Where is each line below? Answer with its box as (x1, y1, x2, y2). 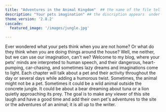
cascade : (5, 21, 23, 26)
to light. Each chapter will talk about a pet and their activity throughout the (5, 70, 156, 76)
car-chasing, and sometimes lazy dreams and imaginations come (25, 65, 158, 71)
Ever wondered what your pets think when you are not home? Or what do (5, 44, 154, 50)
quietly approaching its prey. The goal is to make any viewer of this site (5, 91, 150, 97)
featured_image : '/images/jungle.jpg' (9, 26, 90, 31)
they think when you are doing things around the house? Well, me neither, (5, 49, 155, 55)
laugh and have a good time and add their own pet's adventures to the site (5, 96, 157, 102)
